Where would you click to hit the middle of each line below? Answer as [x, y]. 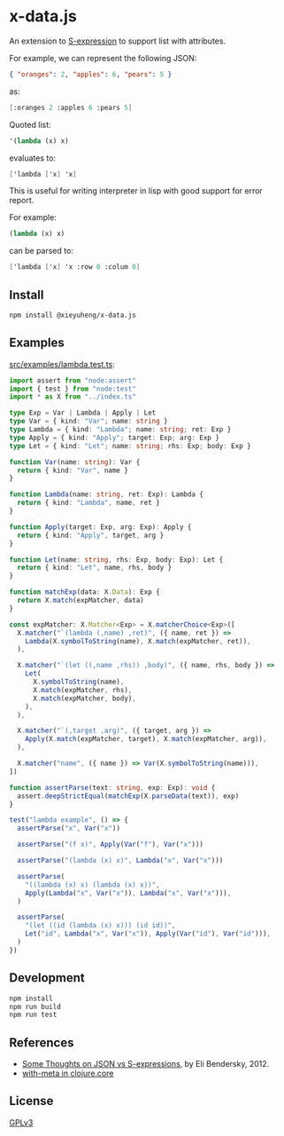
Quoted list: [30, 124]
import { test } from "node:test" [73, 389]
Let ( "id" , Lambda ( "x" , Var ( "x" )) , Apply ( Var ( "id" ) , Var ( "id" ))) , [148, 934]
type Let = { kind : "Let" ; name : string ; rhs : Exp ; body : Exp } [130, 446]
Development [47, 978]
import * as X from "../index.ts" [73, 397]
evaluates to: [32, 158]
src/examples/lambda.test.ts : [62, 364]
